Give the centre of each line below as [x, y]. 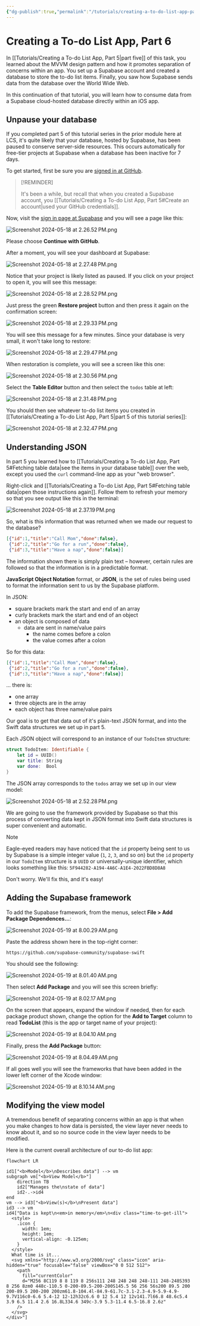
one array [26, 697]
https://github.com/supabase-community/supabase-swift [76, 952]
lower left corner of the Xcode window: [54, 1075]
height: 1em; [38, 1234]
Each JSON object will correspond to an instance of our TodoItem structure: [98, 739]
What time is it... [36, 1255]
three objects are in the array [50, 703]
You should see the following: [42, 963]
